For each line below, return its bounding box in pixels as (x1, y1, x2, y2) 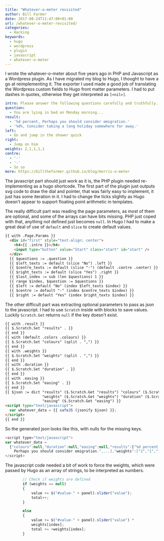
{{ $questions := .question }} (9, 256, 73, 261)
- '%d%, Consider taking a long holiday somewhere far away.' (9, 123, 139, 129)
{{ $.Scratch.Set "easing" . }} (5, 380, 71, 385)
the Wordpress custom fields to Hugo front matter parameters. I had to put (5, 86, 155, 92)
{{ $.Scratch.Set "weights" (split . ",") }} (5, 353, 99, 358)
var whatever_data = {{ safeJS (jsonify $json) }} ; (9, 408, 117, 413)
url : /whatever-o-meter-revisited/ (5, 21, 78, 26)
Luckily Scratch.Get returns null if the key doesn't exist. (5, 312, 118, 318)
